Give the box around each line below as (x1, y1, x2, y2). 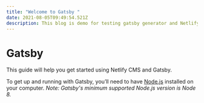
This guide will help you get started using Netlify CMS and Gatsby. (6, 66, 172, 73)
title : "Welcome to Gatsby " (6, 8, 80, 15)
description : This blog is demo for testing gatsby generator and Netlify (6, 20, 200, 26)
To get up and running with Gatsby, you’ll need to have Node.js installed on (6, 78, 194, 85)
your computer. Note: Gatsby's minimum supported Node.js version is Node (6, 84, 196, 91)
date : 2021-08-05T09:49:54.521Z (6, 15, 88, 21)
